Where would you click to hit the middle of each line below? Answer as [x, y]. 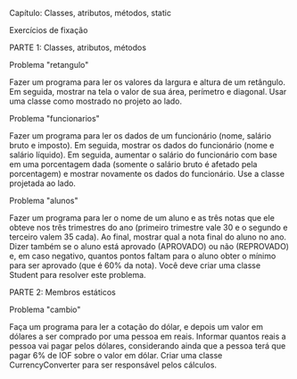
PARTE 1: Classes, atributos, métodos [78, 47]
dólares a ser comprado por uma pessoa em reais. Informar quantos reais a [148, 336]
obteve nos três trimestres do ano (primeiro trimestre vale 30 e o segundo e [148, 227]
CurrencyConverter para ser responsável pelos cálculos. [113, 365]
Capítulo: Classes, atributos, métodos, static [91, 13]
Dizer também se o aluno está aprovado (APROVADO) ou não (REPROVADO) [149, 246]
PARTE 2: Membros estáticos [62, 292]
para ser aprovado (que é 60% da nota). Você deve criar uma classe [135, 265]
